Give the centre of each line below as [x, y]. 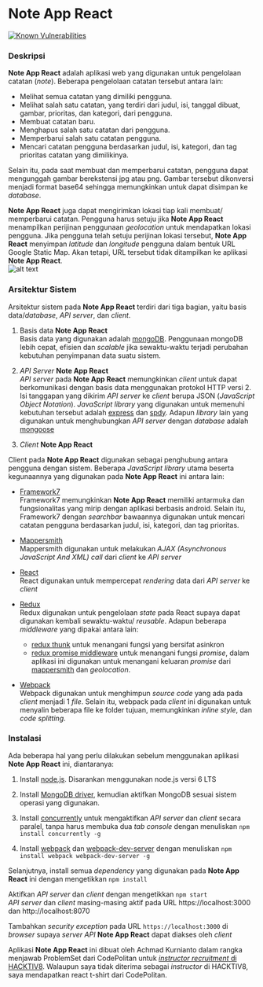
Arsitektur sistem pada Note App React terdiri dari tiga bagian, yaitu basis [128, 307]
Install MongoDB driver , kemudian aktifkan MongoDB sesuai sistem [128, 794]
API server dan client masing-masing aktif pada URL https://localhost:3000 [130, 902]
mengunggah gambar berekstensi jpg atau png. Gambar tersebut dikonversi [131, 179]
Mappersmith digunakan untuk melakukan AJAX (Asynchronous [123, 548]
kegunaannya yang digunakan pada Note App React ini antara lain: [117, 476]
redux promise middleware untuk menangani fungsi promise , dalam [140, 653]
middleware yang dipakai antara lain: [79, 629]
